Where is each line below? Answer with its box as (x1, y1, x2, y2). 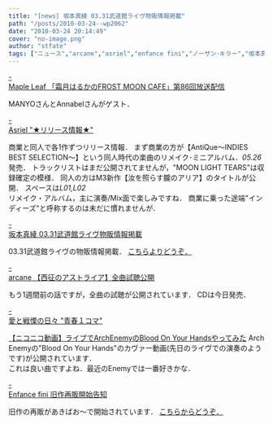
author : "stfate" (8, 42, 67, 50)
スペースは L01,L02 (24, 183, 87, 192)
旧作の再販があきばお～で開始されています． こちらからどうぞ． (8, 407, 223, 416)
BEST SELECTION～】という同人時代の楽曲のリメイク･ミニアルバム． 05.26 (8, 152, 262, 162)
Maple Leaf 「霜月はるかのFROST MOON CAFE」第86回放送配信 (8, 82, 225, 91)
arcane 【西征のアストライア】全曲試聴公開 (8, 273, 155, 282)
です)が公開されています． (8, 353, 97, 363)
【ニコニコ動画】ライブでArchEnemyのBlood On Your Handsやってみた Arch (8, 333, 265, 343)
